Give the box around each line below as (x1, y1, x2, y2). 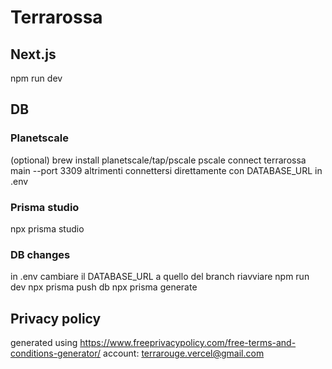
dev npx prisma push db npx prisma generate (10, 281, 198, 293)
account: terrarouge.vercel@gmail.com (103, 347, 265, 360)
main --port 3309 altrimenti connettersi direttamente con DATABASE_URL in (10, 164, 323, 176)
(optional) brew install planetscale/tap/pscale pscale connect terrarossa (10, 154, 307, 166)
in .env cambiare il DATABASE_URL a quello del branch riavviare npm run (10, 271, 310, 283)
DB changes (10, 247, 71, 261)
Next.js (10, 46, 57, 63)
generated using (10, 337, 78, 349)
